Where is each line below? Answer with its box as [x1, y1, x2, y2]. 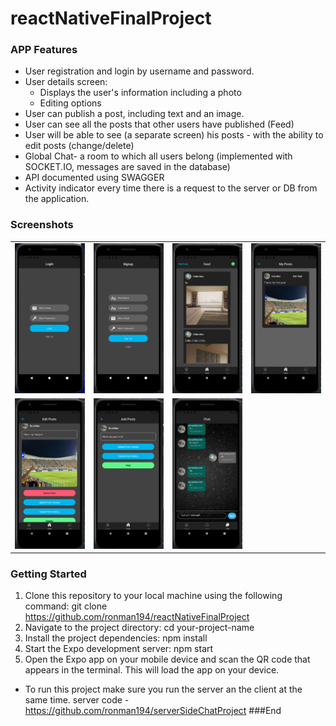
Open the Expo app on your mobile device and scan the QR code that [24, 653, 311, 666]
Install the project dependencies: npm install [24, 632, 208, 644]
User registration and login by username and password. [24, 65, 255, 77]
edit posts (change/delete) [24, 140, 135, 152]
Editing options [39, 97, 102, 109]
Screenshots [10, 218, 74, 232]
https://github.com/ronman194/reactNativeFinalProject [24, 611, 250, 623]
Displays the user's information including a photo [39, 87, 242, 99]
